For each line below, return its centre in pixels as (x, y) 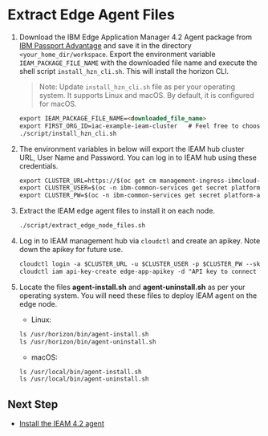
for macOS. (58, 104)
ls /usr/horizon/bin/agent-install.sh (84, 334)
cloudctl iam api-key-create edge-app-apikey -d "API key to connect (138, 271)
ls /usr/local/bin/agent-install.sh (80, 372)
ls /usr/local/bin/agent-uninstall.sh (84, 379)
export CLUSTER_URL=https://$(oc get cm (87, 181)
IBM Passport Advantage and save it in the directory (105, 45)
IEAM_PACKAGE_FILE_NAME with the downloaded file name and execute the (138, 63)
